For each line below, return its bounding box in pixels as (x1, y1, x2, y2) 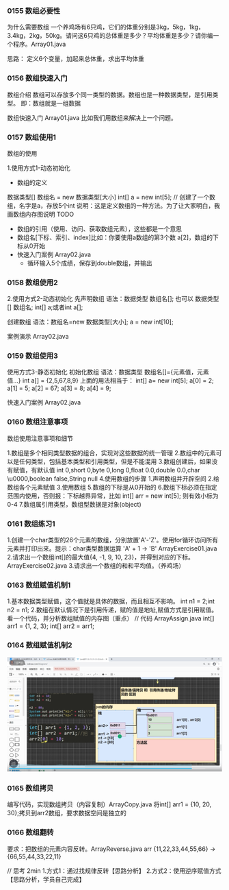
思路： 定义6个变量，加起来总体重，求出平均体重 (7, 55, 145, 63)
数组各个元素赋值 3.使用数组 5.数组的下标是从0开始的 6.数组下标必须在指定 (7, 483, 217, 491)
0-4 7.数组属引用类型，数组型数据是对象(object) (7, 500, 142, 508)
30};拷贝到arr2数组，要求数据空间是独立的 (7, 809, 126, 817)
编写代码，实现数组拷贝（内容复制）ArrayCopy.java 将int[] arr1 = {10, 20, (7, 800, 212, 808)
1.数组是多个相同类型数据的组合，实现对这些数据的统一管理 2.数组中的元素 (7, 448, 217, 457)
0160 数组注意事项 (7, 417, 68, 426)
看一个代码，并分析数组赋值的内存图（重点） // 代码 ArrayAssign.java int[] (7, 614, 215, 623)
